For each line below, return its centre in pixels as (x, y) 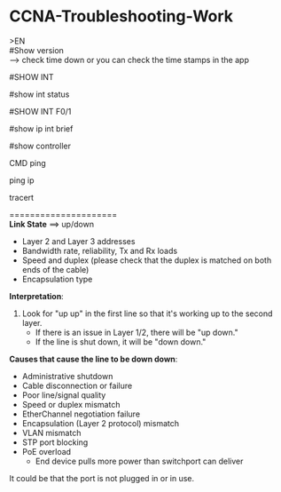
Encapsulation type (57, 279)
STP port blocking (55, 442)
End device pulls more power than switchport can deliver (139, 461)
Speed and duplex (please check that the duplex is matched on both (147, 260)
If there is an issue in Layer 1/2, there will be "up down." (137, 332)
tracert (21, 197)
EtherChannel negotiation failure (81, 414)
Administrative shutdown (67, 376)
